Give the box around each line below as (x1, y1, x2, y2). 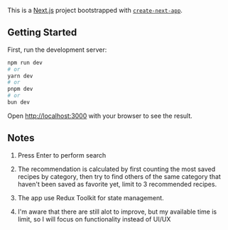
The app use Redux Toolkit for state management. (17, 193, 165, 202)
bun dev (7, 99, 31, 106)
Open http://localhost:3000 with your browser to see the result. (7, 111, 193, 120)
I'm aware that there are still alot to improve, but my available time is (17, 207, 217, 216)
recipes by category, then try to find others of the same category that (17, 172, 222, 180)
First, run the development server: (7, 45, 107, 54)
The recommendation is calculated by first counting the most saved (17, 165, 215, 173)
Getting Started (7, 26, 77, 38)
